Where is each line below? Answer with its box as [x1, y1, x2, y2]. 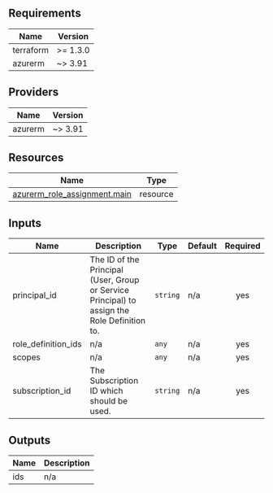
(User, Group [89, 274, 140, 286]
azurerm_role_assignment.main [12, 189, 132, 200]
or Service [89, 285, 130, 296]
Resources [8, 151, 64, 165]
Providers [8, 85, 59, 99]
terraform [12, 44, 50, 55]
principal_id [12, 290, 57, 301]
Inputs [8, 216, 42, 230]
